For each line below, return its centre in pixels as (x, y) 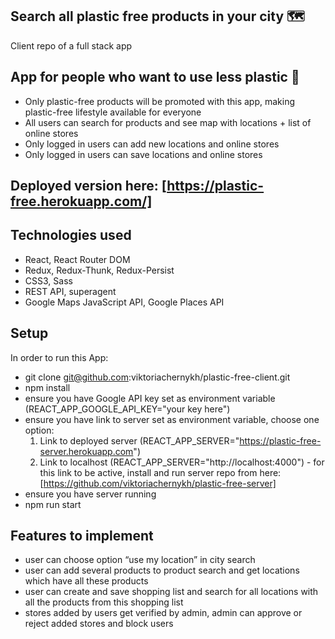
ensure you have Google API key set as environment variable (150, 398)
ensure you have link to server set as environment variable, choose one (172, 419)
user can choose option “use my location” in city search (140, 560)
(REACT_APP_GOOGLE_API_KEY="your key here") (127, 409)
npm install (47, 387)
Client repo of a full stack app (71, 45)
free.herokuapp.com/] (81, 201)
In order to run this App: (59, 357)
